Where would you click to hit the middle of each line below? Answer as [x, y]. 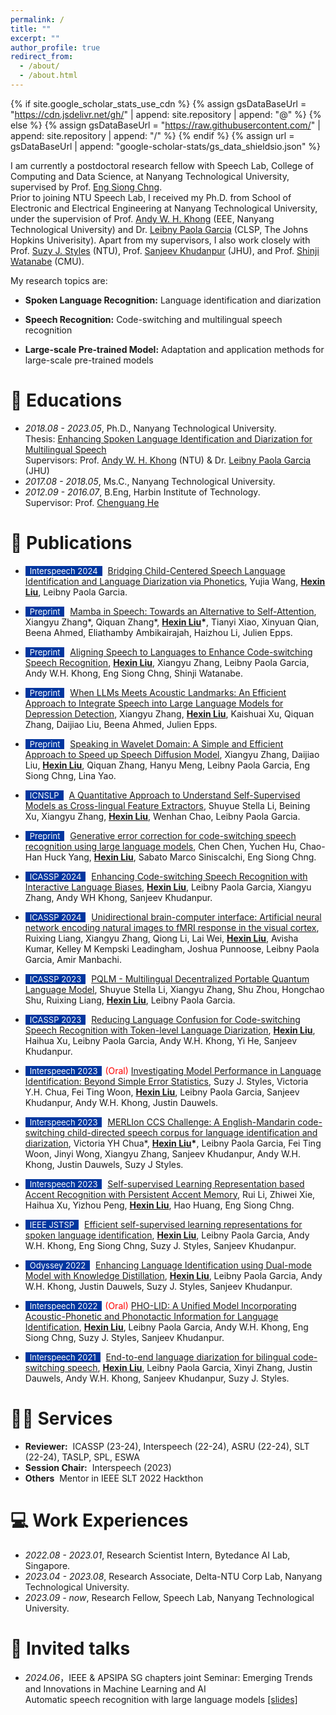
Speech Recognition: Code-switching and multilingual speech [153, 319]
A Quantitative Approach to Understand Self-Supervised [184, 795]
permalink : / [37, 19]
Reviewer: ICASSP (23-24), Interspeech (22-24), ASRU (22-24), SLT [167, 1446]
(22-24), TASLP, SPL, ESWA [82, 1457]
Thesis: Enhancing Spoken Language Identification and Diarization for [168, 438]
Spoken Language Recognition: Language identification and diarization [173, 300]
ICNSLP [44, 795]
